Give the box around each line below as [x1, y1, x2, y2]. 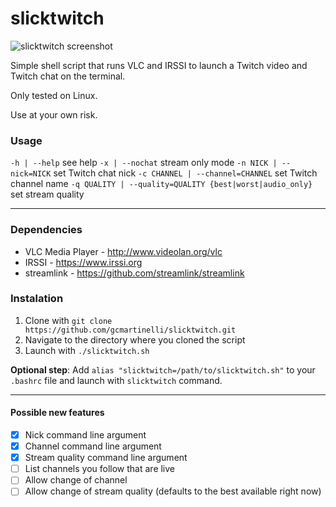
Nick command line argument [24, 429, 147, 441]
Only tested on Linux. [10, 89, 98, 101]
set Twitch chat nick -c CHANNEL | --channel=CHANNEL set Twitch [53, 167, 318, 179]
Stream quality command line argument [24, 452, 188, 464]
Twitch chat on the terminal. [10, 70, 126, 82]
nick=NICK [10, 169, 52, 179]
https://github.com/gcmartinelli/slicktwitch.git [24, 325, 237, 335]
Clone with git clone [24, 314, 113, 326]
